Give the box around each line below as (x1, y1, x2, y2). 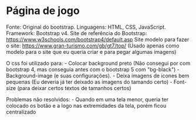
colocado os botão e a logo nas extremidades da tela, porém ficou (6, 102, 167, 109)
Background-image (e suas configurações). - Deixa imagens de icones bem (6, 72, 190, 79)
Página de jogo (6, 4, 80, 18)
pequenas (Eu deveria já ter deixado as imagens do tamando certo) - (6, 78, 173, 85)
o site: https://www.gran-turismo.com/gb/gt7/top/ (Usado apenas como (6, 42, 180, 49)
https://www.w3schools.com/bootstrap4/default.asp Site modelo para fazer (6, 36, 190, 43)
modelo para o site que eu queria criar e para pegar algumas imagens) (6, 48, 177, 55)
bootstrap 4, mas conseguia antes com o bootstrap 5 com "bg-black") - (6, 66, 180, 73)
